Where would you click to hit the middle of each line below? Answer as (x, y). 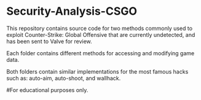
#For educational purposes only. (47, 90)
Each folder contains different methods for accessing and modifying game (100, 53)
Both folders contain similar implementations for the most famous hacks (97, 71)
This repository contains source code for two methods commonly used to (99, 28)
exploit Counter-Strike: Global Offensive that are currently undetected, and (101, 34)
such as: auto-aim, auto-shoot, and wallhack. (64, 78)
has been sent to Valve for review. (49, 41)
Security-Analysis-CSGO (72, 11)
